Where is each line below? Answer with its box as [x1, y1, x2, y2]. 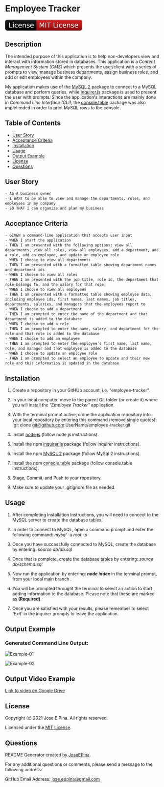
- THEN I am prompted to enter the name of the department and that [5, 312, 148, 317]
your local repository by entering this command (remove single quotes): [12, 417, 157, 423]
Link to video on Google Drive [5, 688, 65, 694]
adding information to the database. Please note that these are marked [12, 591, 155, 597]
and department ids [5, 268, 45, 272]
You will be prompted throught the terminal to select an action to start [12, 585, 153, 591]
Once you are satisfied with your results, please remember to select [12, 605, 149, 611]
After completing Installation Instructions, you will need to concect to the [12, 512, 159, 517]
